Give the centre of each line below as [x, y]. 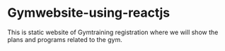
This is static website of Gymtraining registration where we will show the [113, 32]
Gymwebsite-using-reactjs [89, 13]
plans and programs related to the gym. [65, 39]
